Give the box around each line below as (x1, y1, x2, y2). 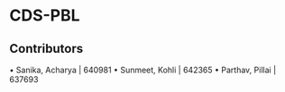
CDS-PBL (9, 5, 80, 26)
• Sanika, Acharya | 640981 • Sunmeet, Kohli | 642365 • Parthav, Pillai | (9, 64, 277, 75)
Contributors (9, 41, 84, 56)
